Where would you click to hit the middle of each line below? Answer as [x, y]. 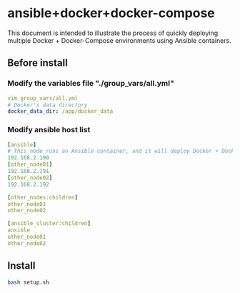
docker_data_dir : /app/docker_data [60, 111]
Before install [37, 63]
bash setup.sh [29, 282]
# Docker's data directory [47, 105]
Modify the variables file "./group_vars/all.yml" [91, 84]
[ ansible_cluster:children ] [49, 224]
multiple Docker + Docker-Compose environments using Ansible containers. [120, 40]
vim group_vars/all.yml [43, 98]
